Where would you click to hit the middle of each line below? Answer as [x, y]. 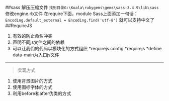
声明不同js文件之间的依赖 [38, 42]
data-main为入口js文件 [36, 55]
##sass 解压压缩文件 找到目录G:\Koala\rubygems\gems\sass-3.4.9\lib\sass [82, 7]
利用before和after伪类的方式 [42, 93]
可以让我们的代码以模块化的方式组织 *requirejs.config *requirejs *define [87, 48]
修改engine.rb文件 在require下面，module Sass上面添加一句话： [72, 14]
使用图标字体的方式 [32, 87]
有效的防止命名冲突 [32, 36]
